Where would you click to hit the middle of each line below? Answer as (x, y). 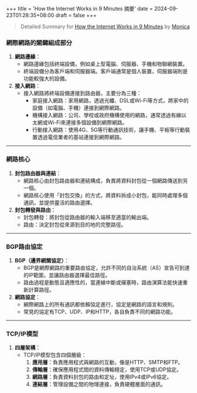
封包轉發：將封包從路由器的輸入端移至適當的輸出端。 (88, 217)
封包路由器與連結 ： (38, 173)
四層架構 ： (28, 348)
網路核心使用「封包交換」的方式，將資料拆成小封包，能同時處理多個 (106, 195)
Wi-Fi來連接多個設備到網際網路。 (88, 122)
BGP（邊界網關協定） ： (42, 260)
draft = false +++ (76, 15)
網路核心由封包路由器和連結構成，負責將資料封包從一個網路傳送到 (103, 180)
